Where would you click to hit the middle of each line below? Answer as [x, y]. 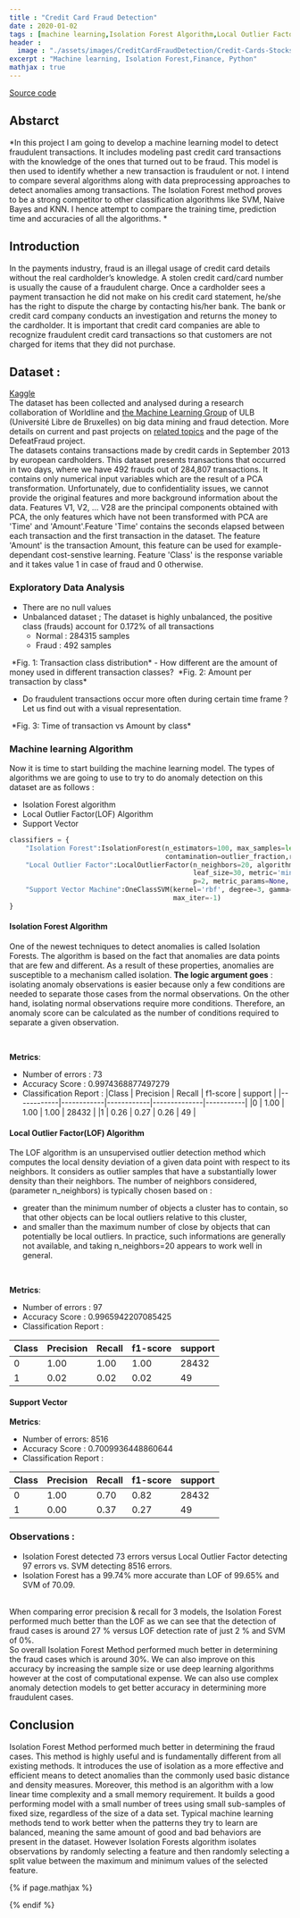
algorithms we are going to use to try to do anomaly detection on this [136, 778]
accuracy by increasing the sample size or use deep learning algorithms [142, 1669]
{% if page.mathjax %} [51, 1888]
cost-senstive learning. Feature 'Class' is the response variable [167, 555]
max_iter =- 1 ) [197, 898]
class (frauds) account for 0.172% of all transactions [118, 626]
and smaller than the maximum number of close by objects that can [146, 1227]
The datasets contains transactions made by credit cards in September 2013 [150, 450]
